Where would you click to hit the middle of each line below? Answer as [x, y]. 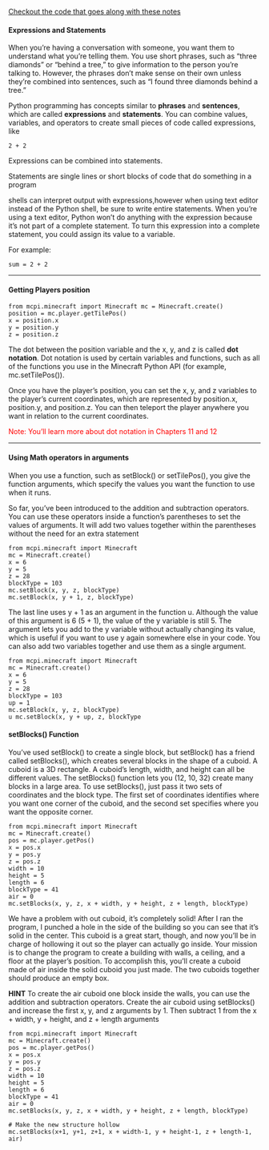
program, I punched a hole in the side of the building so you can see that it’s [133, 927]
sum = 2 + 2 [28, 265]
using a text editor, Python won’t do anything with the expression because [130, 217]
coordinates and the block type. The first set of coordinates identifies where [134, 794]
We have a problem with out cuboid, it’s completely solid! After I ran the [126, 918]
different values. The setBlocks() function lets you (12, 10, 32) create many [131, 778]
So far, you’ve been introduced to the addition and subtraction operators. [129, 508]
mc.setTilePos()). [36, 375]
